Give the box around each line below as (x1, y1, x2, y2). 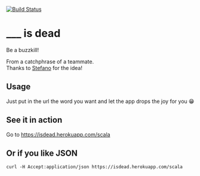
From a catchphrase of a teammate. (6, 57, 94, 65)
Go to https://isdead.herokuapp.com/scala (6, 131, 110, 138)
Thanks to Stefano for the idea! (6, 64, 82, 71)
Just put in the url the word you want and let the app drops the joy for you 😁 (6, 98, 195, 105)
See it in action (6, 115, 63, 125)
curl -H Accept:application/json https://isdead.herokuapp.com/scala (6, 164, 183, 170)
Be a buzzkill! (6, 46, 39, 53)
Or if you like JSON (6, 148, 78, 158)
